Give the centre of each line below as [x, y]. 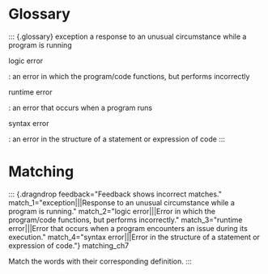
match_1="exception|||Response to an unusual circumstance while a [121, 202]
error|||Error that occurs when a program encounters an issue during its [128, 228]
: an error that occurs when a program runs [80, 107]
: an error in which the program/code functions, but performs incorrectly [129, 76]
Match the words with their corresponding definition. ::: [100, 261]
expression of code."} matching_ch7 [69, 245]
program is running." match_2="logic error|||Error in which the [112, 211]
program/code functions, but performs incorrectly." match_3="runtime [125, 220]
